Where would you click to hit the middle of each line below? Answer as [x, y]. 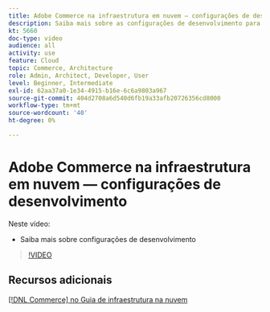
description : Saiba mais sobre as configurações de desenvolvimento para [135, 23]
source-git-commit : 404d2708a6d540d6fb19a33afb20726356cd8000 [115, 98]
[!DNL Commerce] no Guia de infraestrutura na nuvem [98, 299]
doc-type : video [35, 38]
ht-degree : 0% [32, 121]
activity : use [32, 53]
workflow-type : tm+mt [45, 105]
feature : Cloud [34, 61]
